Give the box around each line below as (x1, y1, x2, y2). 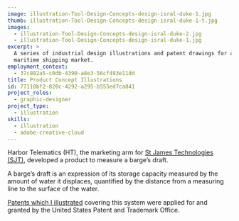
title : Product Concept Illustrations (7, 76, 122, 84)
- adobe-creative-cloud (14, 129, 84, 136)
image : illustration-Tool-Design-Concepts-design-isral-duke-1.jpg (7, 10, 212, 18)
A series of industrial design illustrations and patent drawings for (14, 50, 228, 57)
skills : (7, 115, 31, 123)
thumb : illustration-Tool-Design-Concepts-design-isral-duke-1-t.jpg (7, 17, 218, 24)
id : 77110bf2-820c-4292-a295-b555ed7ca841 (7, 83, 135, 90)
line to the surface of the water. (7, 185, 100, 193)
